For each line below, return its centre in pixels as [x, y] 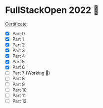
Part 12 [19, 101]
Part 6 [19, 67]
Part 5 [18, 62]
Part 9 [19, 84]
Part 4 [19, 56]
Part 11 [19, 95]
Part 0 [19, 33]
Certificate [16, 24]
